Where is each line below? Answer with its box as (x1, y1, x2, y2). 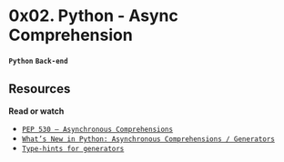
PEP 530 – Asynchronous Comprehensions (21, 125, 174, 134)
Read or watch (8, 106, 65, 116)
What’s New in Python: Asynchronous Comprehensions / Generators (21, 134, 275, 144)
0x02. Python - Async (8, 5, 178, 26)
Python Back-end (8, 56, 69, 66)
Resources (8, 81, 71, 96)
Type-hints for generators (21, 144, 125, 153)
